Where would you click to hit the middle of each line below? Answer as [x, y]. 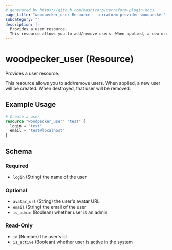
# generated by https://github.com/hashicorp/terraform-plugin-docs [80, 10]
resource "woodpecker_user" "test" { [46, 121]
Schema [19, 151]
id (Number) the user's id [39, 237]
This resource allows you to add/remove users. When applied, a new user [83, 83]
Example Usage [31, 105]
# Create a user [23, 116]
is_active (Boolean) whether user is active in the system [73, 242]
